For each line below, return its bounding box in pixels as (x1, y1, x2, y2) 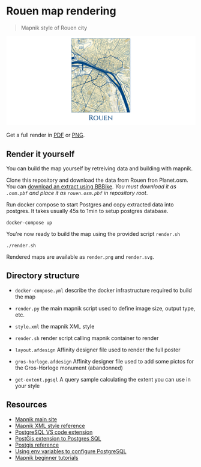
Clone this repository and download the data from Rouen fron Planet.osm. (6, 176, 189, 184)
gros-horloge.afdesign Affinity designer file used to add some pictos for (14, 357, 194, 365)
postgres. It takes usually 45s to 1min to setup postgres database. (6, 207, 169, 214)
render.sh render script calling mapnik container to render (14, 334, 159, 341)
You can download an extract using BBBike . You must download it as (6, 182, 177, 190)
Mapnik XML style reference (14, 422, 85, 429)
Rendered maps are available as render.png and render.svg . (6, 253, 154, 260)
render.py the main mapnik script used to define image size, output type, (14, 305, 196, 312)
